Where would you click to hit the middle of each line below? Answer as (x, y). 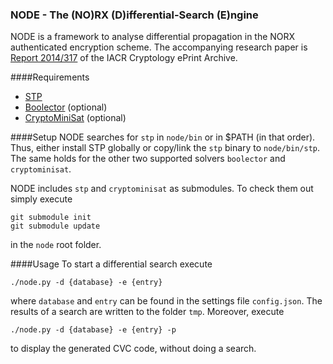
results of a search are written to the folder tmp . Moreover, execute (147, 312)
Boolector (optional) (66, 107)
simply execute (41, 199)
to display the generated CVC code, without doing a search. (133, 349)
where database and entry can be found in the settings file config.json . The (166, 301)
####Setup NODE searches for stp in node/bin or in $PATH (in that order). (163, 137)
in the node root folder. (56, 245)
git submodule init (51, 218)
